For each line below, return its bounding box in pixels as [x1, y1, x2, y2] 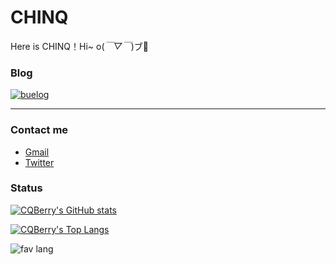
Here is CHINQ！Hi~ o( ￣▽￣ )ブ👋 [10, 40, 150, 52]
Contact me [10, 123, 69, 137]
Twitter [24, 156, 55, 168]
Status [10, 181, 43, 195]
